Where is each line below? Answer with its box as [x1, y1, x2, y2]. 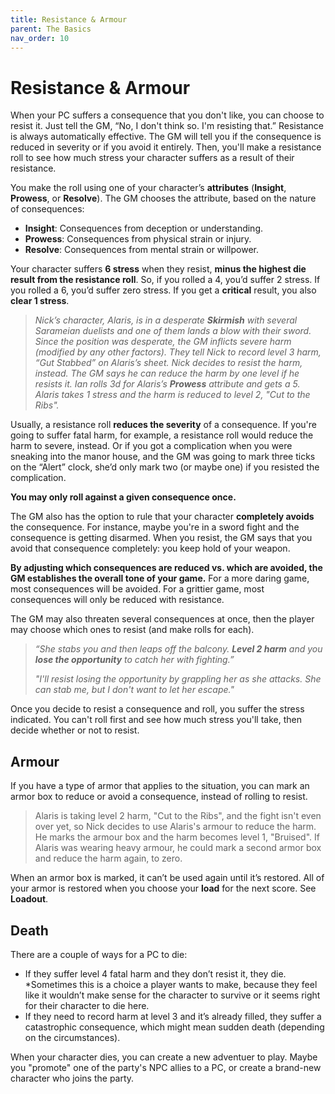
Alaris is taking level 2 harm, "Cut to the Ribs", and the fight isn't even [34, 810, 322, 822]
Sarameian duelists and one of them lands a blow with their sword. [34, 325, 312, 337]
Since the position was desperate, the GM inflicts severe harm [34, 336, 292, 348]
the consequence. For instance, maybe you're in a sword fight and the [10, 521, 300, 533]
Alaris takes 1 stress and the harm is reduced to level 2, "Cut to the [34, 389, 311, 401]
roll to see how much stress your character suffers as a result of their [10, 152, 295, 164]
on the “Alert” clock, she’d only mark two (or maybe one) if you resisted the [10, 461, 320, 473]
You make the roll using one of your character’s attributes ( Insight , [10, 182, 287, 194]
